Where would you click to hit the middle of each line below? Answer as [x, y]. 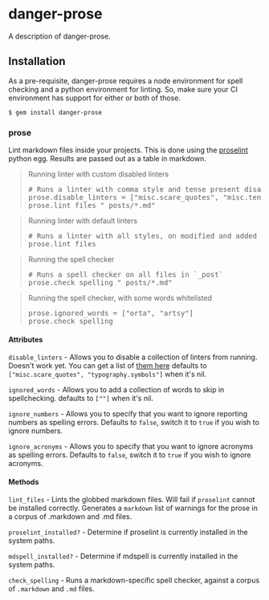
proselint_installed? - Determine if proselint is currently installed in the [128, 532]
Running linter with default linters [83, 221]
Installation [37, 61]
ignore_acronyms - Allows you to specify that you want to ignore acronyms [131, 447]
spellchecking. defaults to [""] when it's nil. [81, 399]
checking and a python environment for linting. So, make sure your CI [123, 89]
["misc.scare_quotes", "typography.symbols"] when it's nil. [108, 375]
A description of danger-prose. [59, 36]
